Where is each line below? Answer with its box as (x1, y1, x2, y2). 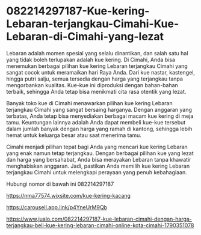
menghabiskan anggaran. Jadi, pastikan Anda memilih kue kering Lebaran (6, 162, 190, 169)
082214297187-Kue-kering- (6, 4, 150, 18)
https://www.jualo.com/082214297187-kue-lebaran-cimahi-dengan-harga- (6, 215, 193, 222)
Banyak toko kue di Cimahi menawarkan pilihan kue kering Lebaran (6, 99, 173, 106)
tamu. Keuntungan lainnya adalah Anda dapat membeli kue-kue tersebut (6, 118, 186, 126)
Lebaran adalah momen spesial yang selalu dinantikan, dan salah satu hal (6, 49, 188, 56)
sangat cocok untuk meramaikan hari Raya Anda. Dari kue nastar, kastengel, (6, 69, 196, 76)
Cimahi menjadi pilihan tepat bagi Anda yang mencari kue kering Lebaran (6, 143, 188, 150)
